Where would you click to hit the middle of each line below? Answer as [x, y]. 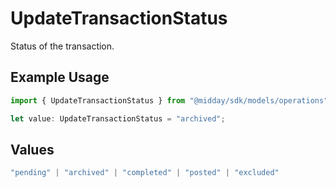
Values [32, 149]
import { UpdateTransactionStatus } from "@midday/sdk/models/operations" [169, 100]
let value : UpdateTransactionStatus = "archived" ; [118, 118]
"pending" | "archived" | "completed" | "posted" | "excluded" [145, 173]
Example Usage [60, 77]
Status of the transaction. [62, 46]
